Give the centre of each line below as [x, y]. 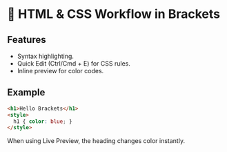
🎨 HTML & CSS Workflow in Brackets [114, 14]
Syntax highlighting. [46, 56]
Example [26, 93]
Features [27, 40]
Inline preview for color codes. [60, 71]
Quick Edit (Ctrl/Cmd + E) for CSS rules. [74, 64]
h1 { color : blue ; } [43, 121]
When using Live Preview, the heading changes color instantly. [96, 141]
